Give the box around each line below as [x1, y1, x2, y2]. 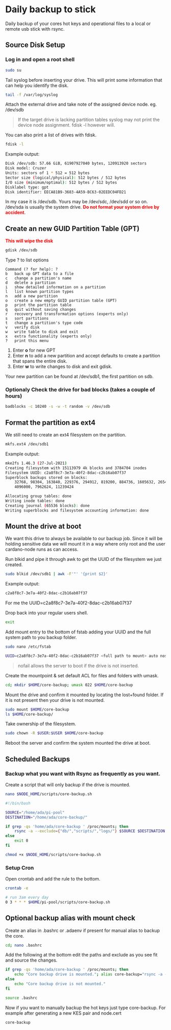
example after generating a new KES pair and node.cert [5, 1010, 122, 1016]
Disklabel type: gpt [5, 185, 49, 190]
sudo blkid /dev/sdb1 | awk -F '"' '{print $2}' [5, 572, 108, 577]
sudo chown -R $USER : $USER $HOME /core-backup [5, 731, 103, 736]
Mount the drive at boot [5, 522, 81, 531]
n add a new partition [5, 293, 58, 299]
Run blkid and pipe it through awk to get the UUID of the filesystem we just [5, 556, 162, 562]
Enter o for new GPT [12, 347, 56, 353]
